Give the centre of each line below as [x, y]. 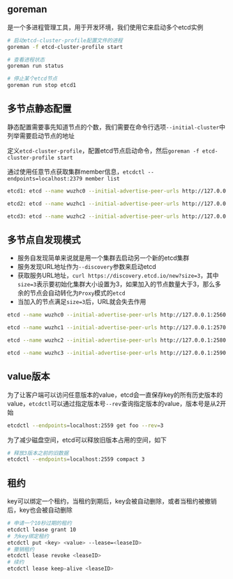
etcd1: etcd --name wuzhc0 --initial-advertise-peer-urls [93, 191]
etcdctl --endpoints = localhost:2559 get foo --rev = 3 [85, 425]
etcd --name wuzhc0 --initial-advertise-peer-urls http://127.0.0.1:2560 [117, 315]
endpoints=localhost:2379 [45, 179]
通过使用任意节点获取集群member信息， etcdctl [76, 172]
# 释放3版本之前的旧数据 [38, 453]
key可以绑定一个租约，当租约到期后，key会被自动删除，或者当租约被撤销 [112, 501]
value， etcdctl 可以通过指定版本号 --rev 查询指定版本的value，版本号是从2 [114, 403]
